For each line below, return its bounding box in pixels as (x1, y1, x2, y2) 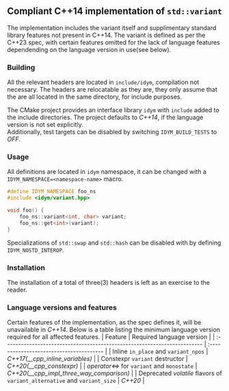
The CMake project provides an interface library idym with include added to (7, 106, 220, 114)
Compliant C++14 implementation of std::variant (7, 5, 222, 17)
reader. (7, 286, 27, 294)
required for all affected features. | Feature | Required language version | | (7, 333, 215, 341)
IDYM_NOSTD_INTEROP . (7, 246, 64, 254)
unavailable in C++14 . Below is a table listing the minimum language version (7, 325, 221, 334)
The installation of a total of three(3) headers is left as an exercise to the (7, 278, 211, 286)
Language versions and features (7, 303, 118, 312)
